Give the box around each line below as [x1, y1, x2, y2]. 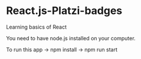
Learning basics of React [6, 23, 67, 30]
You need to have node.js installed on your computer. [6, 34, 136, 41]
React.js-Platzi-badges [6, 4, 123, 18]
